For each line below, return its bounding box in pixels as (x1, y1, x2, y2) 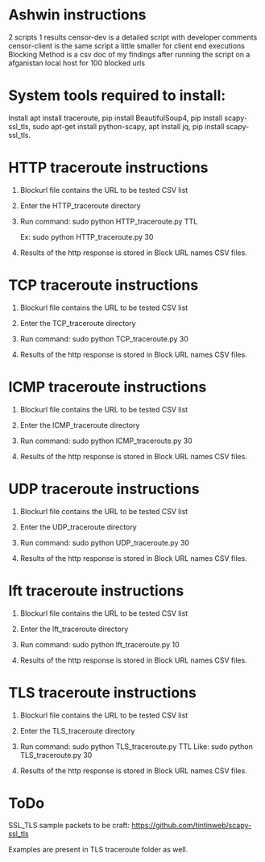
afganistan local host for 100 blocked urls (8, 58, 146, 68)
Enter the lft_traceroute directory (19, 624, 129, 634)
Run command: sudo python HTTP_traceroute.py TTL (19, 216, 198, 226)
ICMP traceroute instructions (8, 378, 207, 396)
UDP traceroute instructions (8, 479, 200, 498)
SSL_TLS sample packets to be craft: (8, 821, 130, 831)
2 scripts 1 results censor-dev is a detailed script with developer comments (8, 32, 258, 42)
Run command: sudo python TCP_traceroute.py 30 (19, 333, 189, 344)
